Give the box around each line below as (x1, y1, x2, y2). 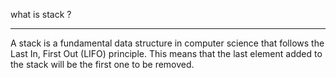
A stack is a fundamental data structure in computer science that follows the (10, 37, 325, 49)
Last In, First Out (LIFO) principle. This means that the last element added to (10, 48, 323, 59)
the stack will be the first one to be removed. (10, 59, 195, 70)
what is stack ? (10, 9, 72, 20)
